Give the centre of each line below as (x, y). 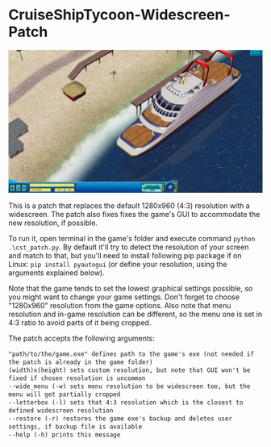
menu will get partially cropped (65, 395)
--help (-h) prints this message (65, 435)
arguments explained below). (56, 273)
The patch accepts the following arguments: (82, 338)
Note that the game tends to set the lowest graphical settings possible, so (131, 289)
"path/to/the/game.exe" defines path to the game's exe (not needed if (131, 354)
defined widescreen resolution (61, 411)
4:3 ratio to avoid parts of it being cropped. (80, 323)
